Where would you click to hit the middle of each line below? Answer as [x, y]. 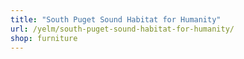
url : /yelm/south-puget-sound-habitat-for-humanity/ [122, 29]
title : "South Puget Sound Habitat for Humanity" [116, 19]
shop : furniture [44, 38]
